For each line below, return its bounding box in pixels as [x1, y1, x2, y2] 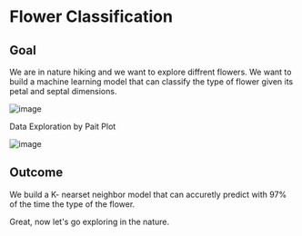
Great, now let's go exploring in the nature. [9, 216, 170, 227]
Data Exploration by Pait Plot [9, 121, 116, 132]
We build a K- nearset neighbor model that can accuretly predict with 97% [9, 189, 287, 200]
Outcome [9, 165, 64, 181]
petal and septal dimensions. [9, 86, 117, 96]
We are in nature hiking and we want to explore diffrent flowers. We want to [9, 66, 292, 77]
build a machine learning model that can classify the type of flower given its [9, 76, 294, 87]
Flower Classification [9, 6, 173, 27]
